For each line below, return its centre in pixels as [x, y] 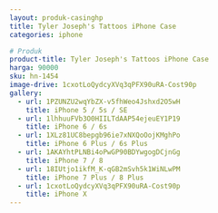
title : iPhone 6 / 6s [66, 127]
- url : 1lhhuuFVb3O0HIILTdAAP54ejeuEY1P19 [99, 119]
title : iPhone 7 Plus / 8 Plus [85, 178]
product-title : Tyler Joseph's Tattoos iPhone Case [109, 60]
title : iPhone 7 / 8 [64, 160]
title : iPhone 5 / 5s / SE [77, 110]
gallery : [26, 93]
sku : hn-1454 [34, 77]
